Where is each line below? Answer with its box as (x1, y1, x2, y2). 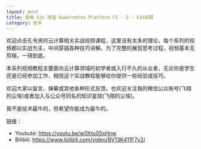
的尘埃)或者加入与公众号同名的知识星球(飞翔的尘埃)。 (6, 92, 138, 99)
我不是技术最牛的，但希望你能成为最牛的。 (6, 105, 111, 112)
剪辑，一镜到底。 (6, 52, 48, 59)
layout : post (6, 8, 39, 15)
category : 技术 (6, 20, 42, 26)
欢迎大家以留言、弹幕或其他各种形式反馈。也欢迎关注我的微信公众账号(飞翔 (6, 85, 192, 92)
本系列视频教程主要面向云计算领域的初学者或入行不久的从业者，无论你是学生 (6, 65, 195, 72)
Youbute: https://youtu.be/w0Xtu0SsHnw (14, 130, 117, 137)
